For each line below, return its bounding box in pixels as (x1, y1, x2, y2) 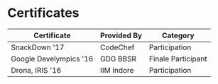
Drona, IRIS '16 (11, 65, 62, 75)
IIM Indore (100, 65, 134, 75)
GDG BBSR (100, 54, 137, 64)
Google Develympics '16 (11, 54, 94, 64)
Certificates (7, 5, 80, 21)
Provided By (100, 30, 143, 40)
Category (162, 30, 195, 40)
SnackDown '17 (11, 42, 65, 52)
